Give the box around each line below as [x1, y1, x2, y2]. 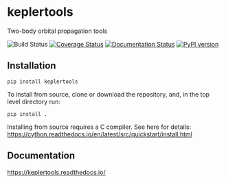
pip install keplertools [7, 78, 78, 85]
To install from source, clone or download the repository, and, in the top [7, 90, 210, 98]
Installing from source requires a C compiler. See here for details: [7, 123, 192, 131]
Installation [7, 60, 56, 72]
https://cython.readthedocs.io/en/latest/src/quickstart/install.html [7, 130, 192, 138]
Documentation [7, 150, 76, 162]
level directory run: [7, 97, 60, 106]
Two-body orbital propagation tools [7, 27, 108, 35]
